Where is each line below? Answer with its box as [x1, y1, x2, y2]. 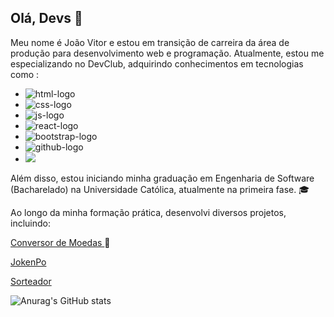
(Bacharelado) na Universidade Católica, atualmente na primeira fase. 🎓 [10, 183, 310, 195]
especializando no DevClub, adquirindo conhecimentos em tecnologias [10, 57, 304, 70]
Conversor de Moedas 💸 [10, 236, 111, 248]
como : [10, 68, 40, 80]
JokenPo [10, 256, 47, 268]
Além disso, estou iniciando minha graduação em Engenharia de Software [10, 172, 315, 184]
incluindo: [10, 217, 51, 229]
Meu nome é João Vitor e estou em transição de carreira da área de [10, 36, 290, 48]
